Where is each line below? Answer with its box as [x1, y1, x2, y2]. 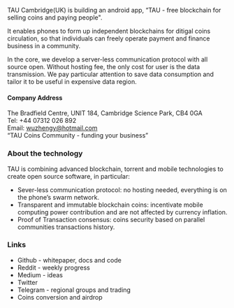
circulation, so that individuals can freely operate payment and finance [7, 34, 210, 43]
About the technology [7, 149, 83, 159]
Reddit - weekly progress [17, 263, 91, 272]
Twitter [17, 278, 38, 286]
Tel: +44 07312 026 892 [7, 117, 77, 125]
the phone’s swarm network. [17, 193, 100, 201]
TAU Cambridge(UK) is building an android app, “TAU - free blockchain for [7, 6, 221, 14]
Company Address [7, 94, 63, 102]
